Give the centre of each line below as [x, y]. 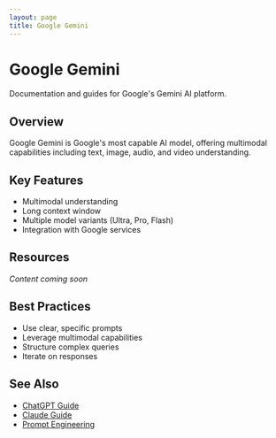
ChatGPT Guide [50, 405]
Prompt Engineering [58, 424]
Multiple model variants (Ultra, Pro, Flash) [98, 220]
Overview [37, 122]
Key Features [46, 180]
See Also [34, 384]
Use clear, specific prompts [72, 327]
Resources [39, 257]
